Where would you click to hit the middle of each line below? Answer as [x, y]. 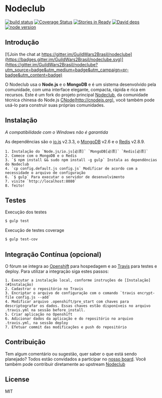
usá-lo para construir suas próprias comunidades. [55, 105]
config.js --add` [33, 297]
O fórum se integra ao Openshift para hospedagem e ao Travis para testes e [81, 266]
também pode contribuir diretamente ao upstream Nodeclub [65, 364]
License [17, 380]
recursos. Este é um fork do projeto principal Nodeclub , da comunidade [77, 95]
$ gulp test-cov [21, 239]
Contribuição [25, 342]
